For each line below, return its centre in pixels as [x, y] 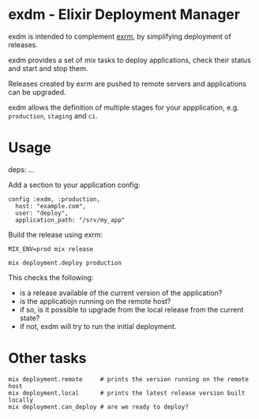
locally [21, 400]
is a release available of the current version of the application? [121, 293]
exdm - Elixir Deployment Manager [124, 15]
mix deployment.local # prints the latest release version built [127, 393]
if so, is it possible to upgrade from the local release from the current [131, 309]
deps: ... [21, 169]
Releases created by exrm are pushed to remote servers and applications [128, 84]
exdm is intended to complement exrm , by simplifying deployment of [120, 36]
